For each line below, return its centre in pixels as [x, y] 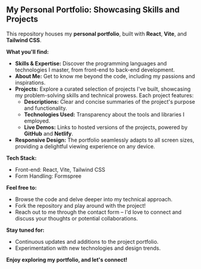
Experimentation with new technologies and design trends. [88, 248]
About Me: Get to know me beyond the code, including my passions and [105, 76]
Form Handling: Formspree [48, 176]
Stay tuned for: [26, 230]
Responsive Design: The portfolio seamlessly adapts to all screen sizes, [104, 140]
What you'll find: [28, 52]
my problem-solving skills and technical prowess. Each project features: [104, 95]
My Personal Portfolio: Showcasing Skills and [93, 10]
